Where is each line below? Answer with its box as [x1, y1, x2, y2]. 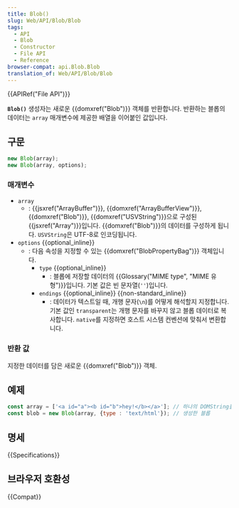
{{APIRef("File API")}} [7, 90, 71, 98]
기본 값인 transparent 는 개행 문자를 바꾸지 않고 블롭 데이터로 [49, 307, 219, 315]
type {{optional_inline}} [38, 264, 107, 272]
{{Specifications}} [7, 451, 60, 460]
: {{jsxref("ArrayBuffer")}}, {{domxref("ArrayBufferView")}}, [28, 204, 202, 213]
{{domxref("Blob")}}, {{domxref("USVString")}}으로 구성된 [28, 213, 197, 221]
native [75, 317, 96, 324]
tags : [7, 23, 23, 31]
